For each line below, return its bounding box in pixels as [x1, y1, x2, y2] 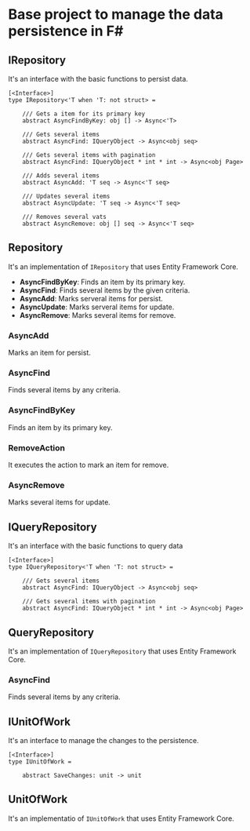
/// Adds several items [22, 172, 100, 180]
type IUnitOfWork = [8, 758, 72, 766]
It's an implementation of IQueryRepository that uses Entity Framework [8, 646, 237, 656]
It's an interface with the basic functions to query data [8, 541, 183, 551]
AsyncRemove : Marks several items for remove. [19, 310, 176, 319]
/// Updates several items [22, 192, 111, 200]
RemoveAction [8, 442, 65, 453]
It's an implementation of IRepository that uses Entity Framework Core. [8, 261, 239, 272]
